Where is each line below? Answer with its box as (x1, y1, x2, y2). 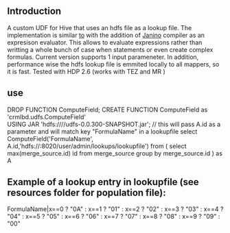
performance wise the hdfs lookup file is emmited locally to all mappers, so (7, 60, 220, 68)
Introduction (7, 5, 62, 17)
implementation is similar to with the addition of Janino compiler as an (7, 31, 205, 39)
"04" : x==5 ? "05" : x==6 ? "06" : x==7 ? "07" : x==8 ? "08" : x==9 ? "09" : (7, 212, 220, 221)
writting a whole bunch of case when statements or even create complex (7, 45, 214, 53)
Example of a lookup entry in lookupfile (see (7, 176, 199, 188)
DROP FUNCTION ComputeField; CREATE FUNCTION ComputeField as (7, 106, 208, 114)
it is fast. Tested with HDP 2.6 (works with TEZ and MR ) (7, 67, 166, 75)
